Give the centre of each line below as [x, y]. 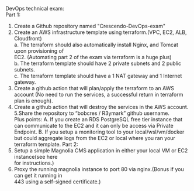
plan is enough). [33, 101]
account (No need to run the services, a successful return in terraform [98, 94]
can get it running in [38, 175]
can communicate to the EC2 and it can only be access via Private [93, 126]
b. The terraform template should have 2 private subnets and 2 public [98, 63]
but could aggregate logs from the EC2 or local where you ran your [95, 138]
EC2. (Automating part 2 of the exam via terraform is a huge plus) [93, 57]
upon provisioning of [39, 51]
